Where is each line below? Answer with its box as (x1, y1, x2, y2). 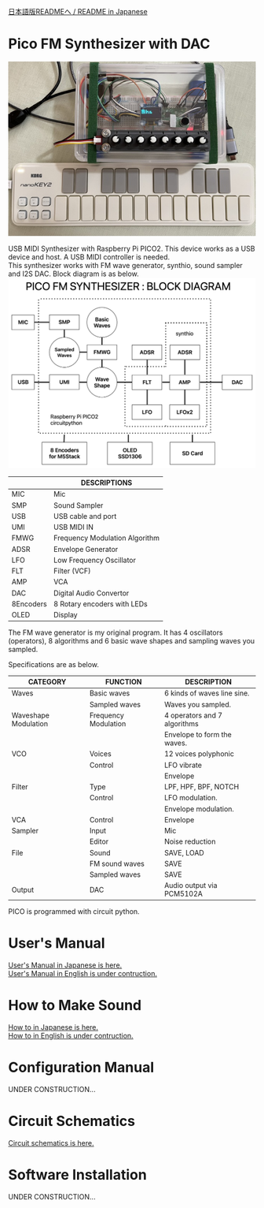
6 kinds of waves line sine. (163, 688, 250, 698)
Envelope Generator (53, 544, 119, 554)
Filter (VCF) (53, 566, 92, 576)
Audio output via (163, 881, 218, 890)
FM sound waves (89, 859, 145, 868)
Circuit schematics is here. (8, 1138, 94, 1147)
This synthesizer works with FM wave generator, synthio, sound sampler (8, 261, 244, 270)
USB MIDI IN (53, 523, 94, 532)
